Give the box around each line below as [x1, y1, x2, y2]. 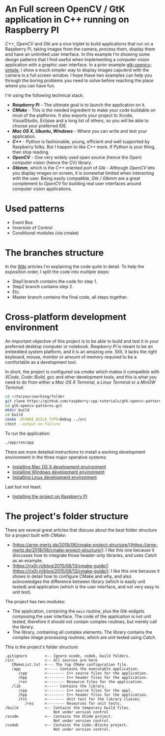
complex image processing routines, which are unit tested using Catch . [12, 634, 157, 640]
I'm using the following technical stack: [5, 92, 84, 98]
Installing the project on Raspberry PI [12, 493, 87, 499]
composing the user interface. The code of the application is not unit [12, 613, 151, 619]
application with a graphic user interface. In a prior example [5, 62, 126, 68]
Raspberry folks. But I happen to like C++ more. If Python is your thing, [12, 144, 156, 150]
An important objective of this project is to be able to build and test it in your [5, 338, 159, 344]
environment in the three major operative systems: [5, 454, 107, 460]
